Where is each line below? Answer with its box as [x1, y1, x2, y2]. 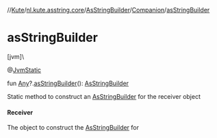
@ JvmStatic [7, 65, 42, 74]
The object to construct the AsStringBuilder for [7, 124, 139, 132]
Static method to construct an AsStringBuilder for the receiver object [7, 92, 201, 100]
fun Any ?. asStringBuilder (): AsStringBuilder [7, 79, 129, 87]
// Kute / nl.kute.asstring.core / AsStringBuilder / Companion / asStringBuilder [7, 6, 210, 14]
